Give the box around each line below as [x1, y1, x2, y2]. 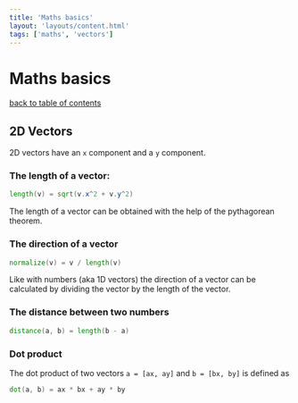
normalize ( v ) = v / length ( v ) [9, 258, 122, 267]
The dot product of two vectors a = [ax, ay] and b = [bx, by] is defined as [9, 367, 290, 378]
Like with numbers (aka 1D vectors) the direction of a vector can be [9, 274, 256, 285]
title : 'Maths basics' [9, 13, 94, 22]
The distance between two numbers [9, 306, 170, 318]
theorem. [9, 215, 43, 226]
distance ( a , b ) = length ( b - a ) [9, 326, 129, 335]
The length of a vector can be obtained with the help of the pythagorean [9, 206, 275, 217]
